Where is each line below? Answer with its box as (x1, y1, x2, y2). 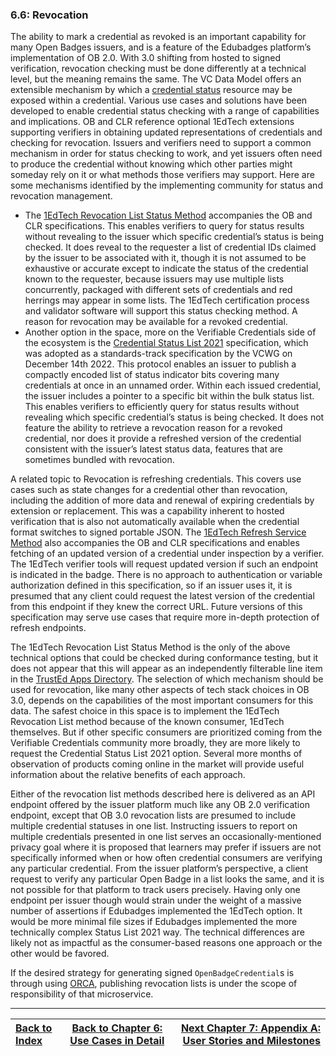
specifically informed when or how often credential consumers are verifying (10, 852, 323, 864)
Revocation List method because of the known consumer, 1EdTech (10, 716, 285, 728)
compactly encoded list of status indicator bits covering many (24, 369, 280, 381)
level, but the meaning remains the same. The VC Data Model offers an (10, 73, 302, 85)
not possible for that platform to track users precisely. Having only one (10, 884, 301, 896)
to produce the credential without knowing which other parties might (10, 158, 293, 170)
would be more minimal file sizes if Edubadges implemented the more (10, 916, 298, 928)
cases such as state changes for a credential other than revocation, (10, 484, 288, 496)
